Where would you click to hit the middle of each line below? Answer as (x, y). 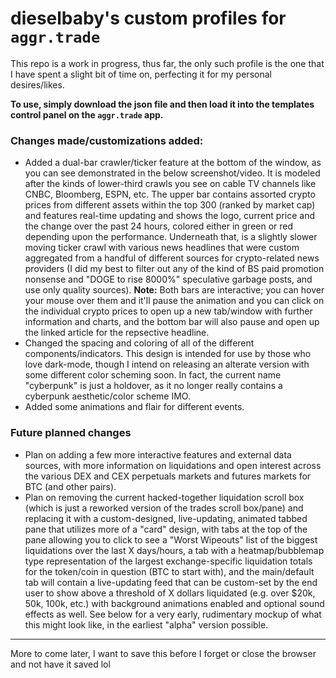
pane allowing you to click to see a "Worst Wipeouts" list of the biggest (171, 539)
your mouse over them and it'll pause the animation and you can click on (174, 301)
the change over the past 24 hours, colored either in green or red (159, 226)
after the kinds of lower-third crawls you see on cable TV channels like (170, 184)
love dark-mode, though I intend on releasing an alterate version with (167, 364)
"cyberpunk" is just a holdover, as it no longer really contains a (153, 386)
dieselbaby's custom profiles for (148, 18)
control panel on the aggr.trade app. (87, 114)
